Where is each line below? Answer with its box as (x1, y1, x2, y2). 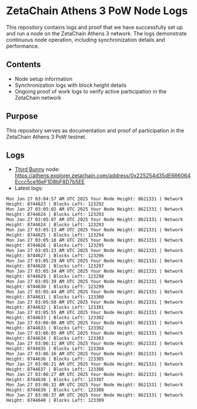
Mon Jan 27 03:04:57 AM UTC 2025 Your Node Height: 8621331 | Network (6, 196, 183, 202)
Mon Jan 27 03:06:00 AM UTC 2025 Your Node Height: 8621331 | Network (6, 320, 183, 326)
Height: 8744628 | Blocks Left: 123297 (6, 263, 104, 269)
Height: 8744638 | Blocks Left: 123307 (6, 377, 104, 383)
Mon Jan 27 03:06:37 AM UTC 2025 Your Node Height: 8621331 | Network (6, 392, 183, 398)
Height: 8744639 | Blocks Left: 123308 (6, 387, 104, 393)
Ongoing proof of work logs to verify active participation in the (14, 87, 167, 95)
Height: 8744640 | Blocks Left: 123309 (6, 397, 104, 404)
